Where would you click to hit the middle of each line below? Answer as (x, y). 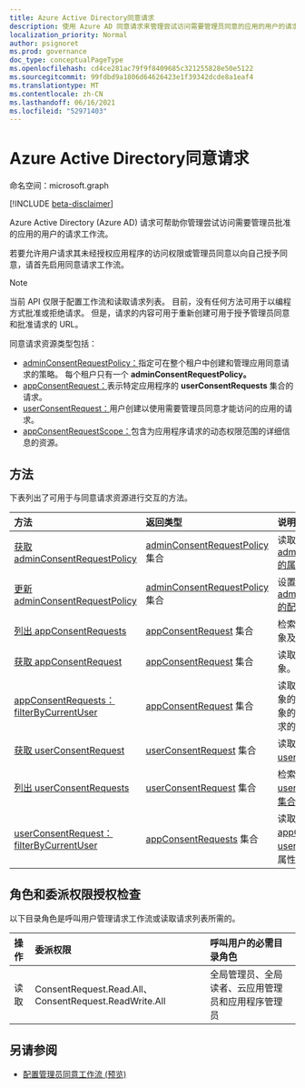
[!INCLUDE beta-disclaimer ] (61, 204)
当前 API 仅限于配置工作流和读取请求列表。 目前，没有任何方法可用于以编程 (151, 302)
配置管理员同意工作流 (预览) (74, 1073)
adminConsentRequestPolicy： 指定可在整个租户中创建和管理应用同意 (152, 363)
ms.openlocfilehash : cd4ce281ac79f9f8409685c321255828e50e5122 (132, 69)
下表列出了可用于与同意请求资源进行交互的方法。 (101, 498)
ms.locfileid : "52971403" (58, 111)
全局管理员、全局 (246, 974)
